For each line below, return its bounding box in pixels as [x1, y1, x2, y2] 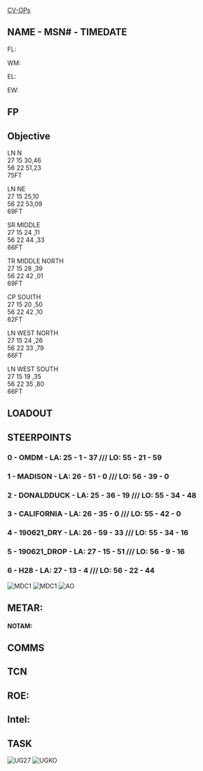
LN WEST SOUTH [7, 365, 59, 373]
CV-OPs [7, 6, 31, 14]
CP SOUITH [7, 293, 41, 302]
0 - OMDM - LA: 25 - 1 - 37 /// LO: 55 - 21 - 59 [7, 453, 162, 462]
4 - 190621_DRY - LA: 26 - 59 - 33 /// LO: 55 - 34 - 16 [7, 528, 189, 538]
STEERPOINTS [7, 432, 72, 443]
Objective [7, 130, 51, 142]
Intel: [7, 713, 30, 726]
